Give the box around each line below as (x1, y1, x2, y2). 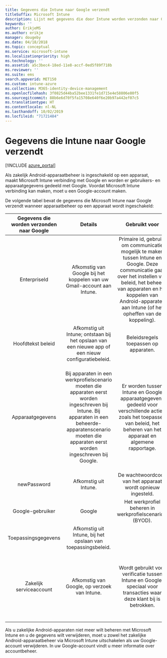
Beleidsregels (126, 334, 159, 341)
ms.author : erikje (5, 30, 43, 35)
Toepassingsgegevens (7, 534, 61, 541)
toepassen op (126, 340, 159, 347)
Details (80, 221, 97, 228)
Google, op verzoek (66, 583, 112, 590)
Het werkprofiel (124, 498, 161, 505)
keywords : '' (5, 21, 32, 26)
